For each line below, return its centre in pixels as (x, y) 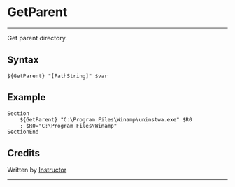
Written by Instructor (37, 170)
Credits (24, 153)
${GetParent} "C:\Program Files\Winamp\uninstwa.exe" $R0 (106, 119)
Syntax (23, 60)
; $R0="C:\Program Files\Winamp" (69, 126)
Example (27, 97)
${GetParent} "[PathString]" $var (58, 76)
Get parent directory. (37, 38)
